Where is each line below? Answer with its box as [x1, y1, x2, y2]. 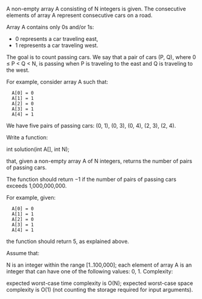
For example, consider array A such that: [6, 79, 108, 85]
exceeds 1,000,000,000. [6, 182, 67, 189]
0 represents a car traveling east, [15, 35, 99, 42]
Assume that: [6, 250, 40, 256]
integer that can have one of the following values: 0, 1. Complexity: [6, 268, 173, 275]
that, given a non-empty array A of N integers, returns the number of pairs [6, 158, 193, 164]
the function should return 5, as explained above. [6, 237, 130, 245]
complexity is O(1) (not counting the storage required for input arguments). [6, 286, 193, 293]
